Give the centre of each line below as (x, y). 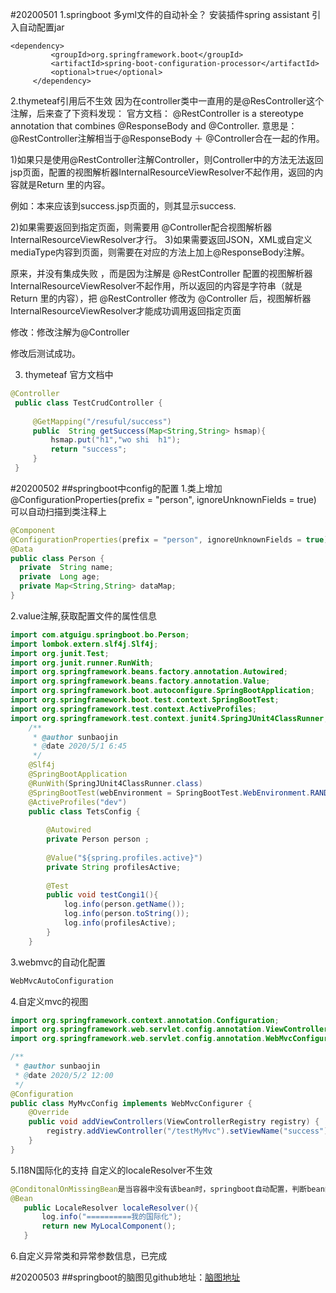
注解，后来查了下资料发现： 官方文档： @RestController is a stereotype (157, 113)
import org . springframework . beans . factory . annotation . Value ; (140, 681)
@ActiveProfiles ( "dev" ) (78, 802)
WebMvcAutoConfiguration (62, 981)
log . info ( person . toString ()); (126, 914)
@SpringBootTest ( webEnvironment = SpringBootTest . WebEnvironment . (169, 793)
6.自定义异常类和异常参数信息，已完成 (89, 1256)
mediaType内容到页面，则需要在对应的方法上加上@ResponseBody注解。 (160, 252)
